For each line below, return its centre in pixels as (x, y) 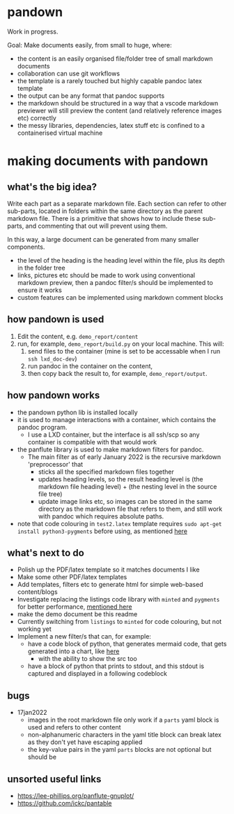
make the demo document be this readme (77, 614)
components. (26, 247)
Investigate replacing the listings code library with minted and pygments (118, 599)
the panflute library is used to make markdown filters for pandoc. (110, 449)
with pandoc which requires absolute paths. (101, 516)
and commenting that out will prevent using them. (96, 226)
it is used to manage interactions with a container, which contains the (117, 419)
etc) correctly (37, 118)
